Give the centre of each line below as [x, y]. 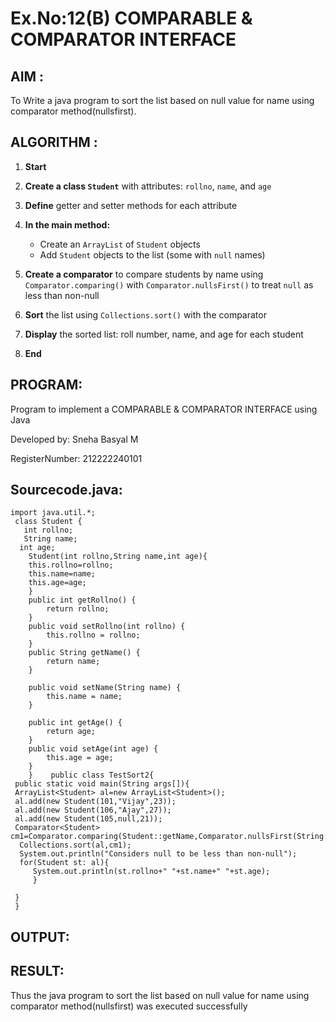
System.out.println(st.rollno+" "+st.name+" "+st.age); [151, 872]
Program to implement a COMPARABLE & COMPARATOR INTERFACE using [164, 409]
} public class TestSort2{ [91, 775]
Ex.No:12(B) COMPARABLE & [131, 18]
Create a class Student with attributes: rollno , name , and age [148, 186]
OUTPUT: [40, 937]
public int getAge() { [75, 723]
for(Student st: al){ [64, 863]
